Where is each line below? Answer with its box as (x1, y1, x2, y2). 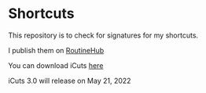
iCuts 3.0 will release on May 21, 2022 (8, 76, 131, 85)
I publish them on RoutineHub (8, 45, 105, 55)
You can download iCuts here (8, 60, 104, 70)
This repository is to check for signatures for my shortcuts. (8, 30, 199, 40)
